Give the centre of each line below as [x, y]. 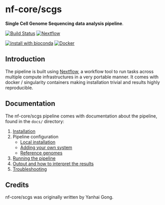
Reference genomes [41, 153]
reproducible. [19, 87]
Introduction [25, 59]
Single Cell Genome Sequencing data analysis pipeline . [65, 23]
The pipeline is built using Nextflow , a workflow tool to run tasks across [79, 71]
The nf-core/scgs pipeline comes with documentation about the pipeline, [81, 116]
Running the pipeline [34, 158]
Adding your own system [46, 147]
